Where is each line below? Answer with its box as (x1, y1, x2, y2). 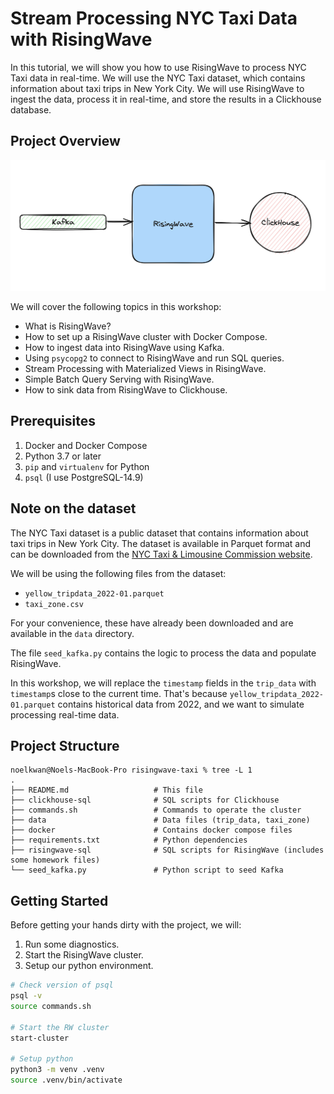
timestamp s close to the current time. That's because (10, 687, 228, 699)
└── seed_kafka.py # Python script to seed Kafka (10, 865, 284, 876)
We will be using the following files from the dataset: (10, 567, 227, 579)
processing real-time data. (10, 708, 120, 721)
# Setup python (10, 1054, 74, 1064)
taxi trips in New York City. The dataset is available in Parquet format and (10, 537, 311, 549)
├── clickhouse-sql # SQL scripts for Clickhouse (10, 795, 280, 806)
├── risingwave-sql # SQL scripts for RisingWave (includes (10, 845, 325, 856)
